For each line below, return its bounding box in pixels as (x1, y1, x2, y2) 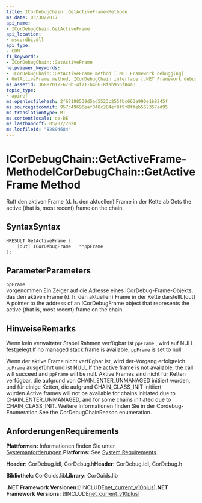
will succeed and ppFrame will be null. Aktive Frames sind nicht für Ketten (6, 370, 186, 377)
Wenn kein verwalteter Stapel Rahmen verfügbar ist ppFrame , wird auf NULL (6, 340, 194, 346)
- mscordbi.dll (6, 37, 44, 43)
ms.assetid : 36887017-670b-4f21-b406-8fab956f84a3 (6, 82, 136, 88)
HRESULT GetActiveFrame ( (6, 237, 71, 244)
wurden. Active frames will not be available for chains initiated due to (6, 390, 176, 396)
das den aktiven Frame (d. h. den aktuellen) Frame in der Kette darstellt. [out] (6, 293, 195, 301)
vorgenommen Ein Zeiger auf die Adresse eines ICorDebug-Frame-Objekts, (6, 287, 194, 294)
